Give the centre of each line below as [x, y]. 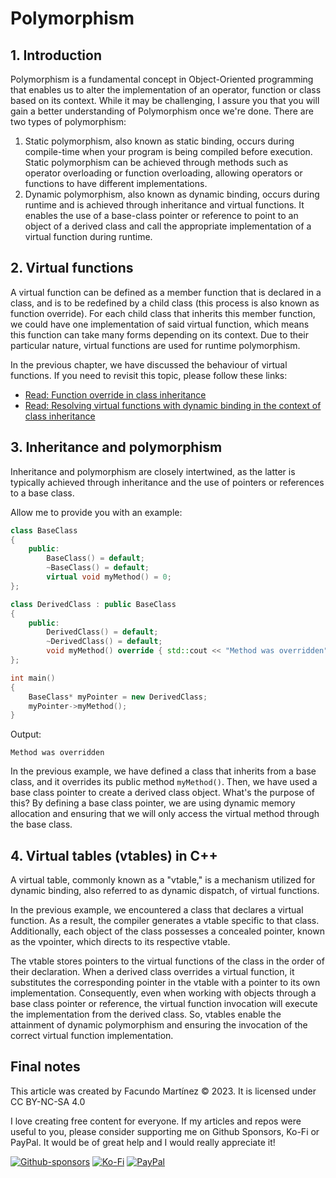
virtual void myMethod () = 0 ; [109, 577]
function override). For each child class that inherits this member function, [163, 313]
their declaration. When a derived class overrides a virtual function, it [152, 972]
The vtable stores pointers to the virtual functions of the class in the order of [167, 961]
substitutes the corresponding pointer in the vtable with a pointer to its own [165, 983]
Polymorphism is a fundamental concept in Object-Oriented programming [162, 79]
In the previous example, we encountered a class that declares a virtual [157, 910]
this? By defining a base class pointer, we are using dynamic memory [153, 803]
